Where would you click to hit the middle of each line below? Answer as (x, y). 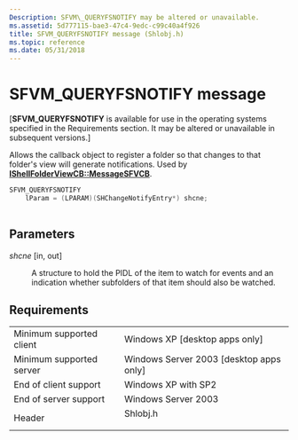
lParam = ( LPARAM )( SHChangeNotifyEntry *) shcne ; (117, 198)
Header (29, 418)
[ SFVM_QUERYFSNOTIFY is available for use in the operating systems (138, 119)
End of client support (57, 385)
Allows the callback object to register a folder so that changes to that (135, 155)
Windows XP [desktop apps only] (193, 340)
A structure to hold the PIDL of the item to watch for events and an (153, 272)
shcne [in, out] (36, 255)
